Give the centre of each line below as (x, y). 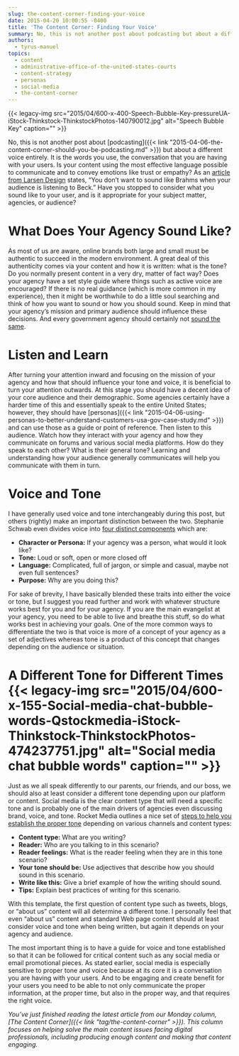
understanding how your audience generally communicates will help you (114, 458)
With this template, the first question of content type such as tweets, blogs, (118, 903)
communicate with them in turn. (55, 465)
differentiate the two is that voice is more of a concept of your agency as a (117, 631)
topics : (20, 54)
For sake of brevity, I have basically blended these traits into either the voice (119, 594)
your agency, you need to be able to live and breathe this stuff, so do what (117, 616)
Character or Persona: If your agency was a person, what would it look (122, 542)
